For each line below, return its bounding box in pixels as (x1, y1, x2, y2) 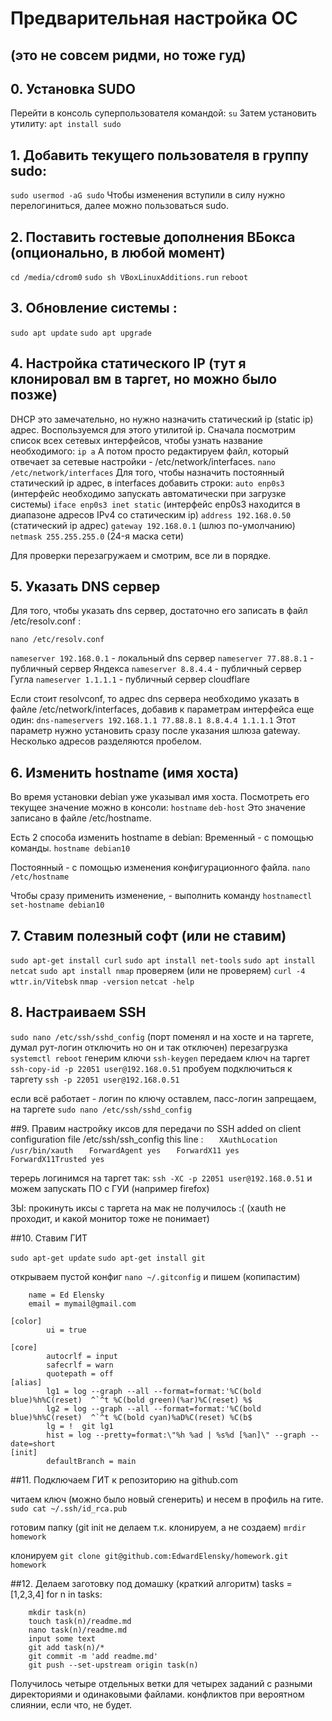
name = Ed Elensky (28, 1290, 105, 1300)
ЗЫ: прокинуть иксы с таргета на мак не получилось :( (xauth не (10, 1202, 287, 1214)
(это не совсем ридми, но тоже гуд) (10, 47, 247, 64)
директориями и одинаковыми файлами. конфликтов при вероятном (10, 1688, 305, 1700)
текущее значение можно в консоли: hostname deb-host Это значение (10, 802, 307, 814)
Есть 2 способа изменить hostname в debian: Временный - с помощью (10, 832, 314, 844)
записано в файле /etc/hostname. (10, 812, 152, 824)
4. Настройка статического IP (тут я (10, 355, 247, 372)
